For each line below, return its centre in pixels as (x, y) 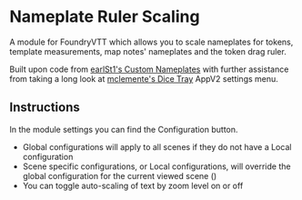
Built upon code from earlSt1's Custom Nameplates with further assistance (149, 69)
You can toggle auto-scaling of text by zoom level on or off (133, 185)
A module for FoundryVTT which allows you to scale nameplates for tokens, (151, 42)
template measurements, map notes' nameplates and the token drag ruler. (148, 51)
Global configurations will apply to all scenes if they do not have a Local (157, 146)
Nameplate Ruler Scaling (105, 17)
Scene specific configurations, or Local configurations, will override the (156, 166)
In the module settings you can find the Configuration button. (124, 129)
